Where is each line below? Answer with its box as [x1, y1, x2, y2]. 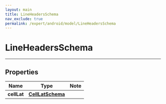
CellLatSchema [28, 91, 65, 98]
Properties [5, 68, 39, 76]
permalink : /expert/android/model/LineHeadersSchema [5, 21, 116, 26]
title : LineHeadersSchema [5, 12, 58, 17]
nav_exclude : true [5, 16, 43, 21]
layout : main [5, 7, 32, 12]
